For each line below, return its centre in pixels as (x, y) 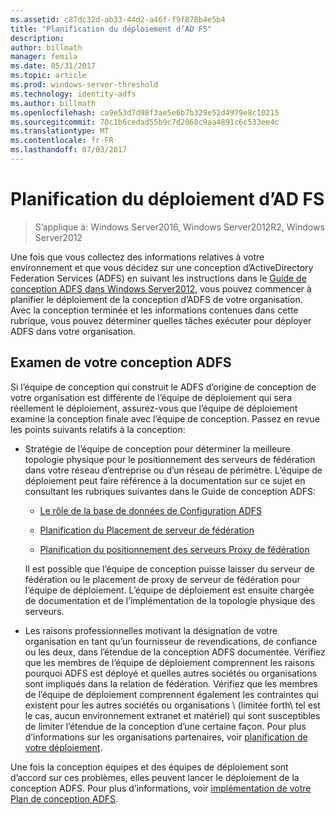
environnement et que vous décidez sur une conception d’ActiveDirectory (162, 267)
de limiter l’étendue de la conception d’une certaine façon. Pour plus (165, 726)
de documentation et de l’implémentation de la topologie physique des (170, 600)
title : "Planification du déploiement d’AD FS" (111, 29)
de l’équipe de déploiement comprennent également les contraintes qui (171, 694)
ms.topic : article (48, 76)
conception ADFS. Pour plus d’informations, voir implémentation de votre (161, 788)
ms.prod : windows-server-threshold (84, 85)
